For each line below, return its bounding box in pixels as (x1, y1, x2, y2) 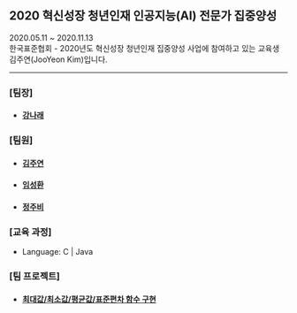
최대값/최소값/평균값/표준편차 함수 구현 (21, 294, 156, 304)
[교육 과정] (9, 225, 52, 238)
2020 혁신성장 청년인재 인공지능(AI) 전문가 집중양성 (9, 8, 278, 24)
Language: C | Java (21, 247, 94, 257)
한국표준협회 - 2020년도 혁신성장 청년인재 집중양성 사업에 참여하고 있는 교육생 (9, 42, 280, 53)
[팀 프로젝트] (9, 271, 60, 283)
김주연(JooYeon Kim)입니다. (9, 54, 108, 65)
